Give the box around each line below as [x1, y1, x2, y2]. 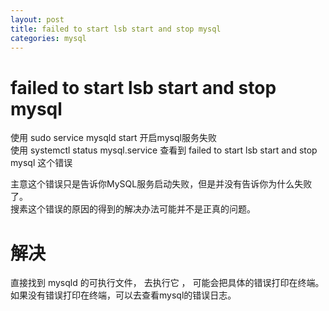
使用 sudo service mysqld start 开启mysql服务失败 [10, 132, 217, 144]
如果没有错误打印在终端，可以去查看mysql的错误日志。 [10, 289, 237, 301]
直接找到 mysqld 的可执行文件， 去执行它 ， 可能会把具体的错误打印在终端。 [10, 277, 325, 289]
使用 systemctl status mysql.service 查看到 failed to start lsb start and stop [10, 144, 318, 156]
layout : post [10, 14, 65, 25]
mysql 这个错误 [10, 157, 73, 169]
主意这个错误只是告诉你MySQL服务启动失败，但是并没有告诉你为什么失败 [10, 178, 313, 190]
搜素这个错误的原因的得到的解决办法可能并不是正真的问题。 [10, 203, 256, 215]
